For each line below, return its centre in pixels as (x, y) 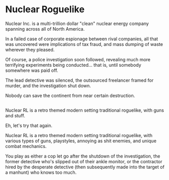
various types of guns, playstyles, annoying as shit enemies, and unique (81, 141)
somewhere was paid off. (32, 70)
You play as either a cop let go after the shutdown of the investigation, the (83, 156)
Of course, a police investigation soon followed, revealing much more (78, 59)
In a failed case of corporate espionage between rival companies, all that (82, 39)
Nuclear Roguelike (45, 9)
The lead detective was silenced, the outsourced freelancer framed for (79, 80)
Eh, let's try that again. (29, 125)
